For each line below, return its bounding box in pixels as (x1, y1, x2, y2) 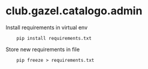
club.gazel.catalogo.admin (5, 4, 143, 18)
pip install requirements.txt (16, 35, 92, 41)
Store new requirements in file (5, 46, 80, 53)
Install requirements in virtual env (5, 24, 88, 31)
